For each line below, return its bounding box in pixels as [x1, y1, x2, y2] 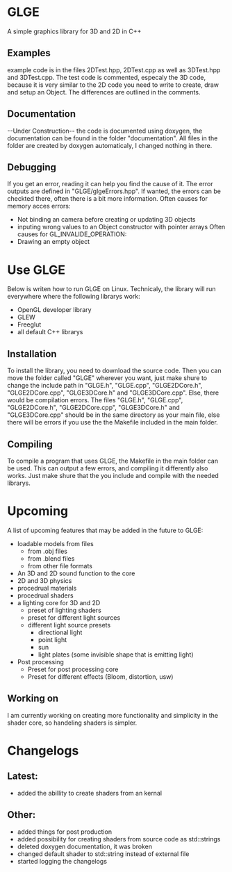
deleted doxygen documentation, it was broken [17, 842, 153, 850]
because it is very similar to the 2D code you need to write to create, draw [7, 81, 219, 89]
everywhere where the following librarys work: [7, 293, 140, 301]
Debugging [7, 161, 57, 173]
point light [38, 635, 67, 643]
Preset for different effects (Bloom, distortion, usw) [27, 672, 174, 681]
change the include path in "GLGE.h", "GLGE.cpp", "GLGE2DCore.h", [7, 381, 203, 390]
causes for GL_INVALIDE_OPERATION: [17, 230, 127, 238]
